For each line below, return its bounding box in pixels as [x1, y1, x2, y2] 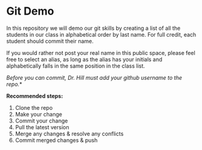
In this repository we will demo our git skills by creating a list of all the [6, 24, 181, 32]
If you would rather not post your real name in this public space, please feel [6, 49, 196, 56]
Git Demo [6, 4, 55, 18]
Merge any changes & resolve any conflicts [15, 130, 124, 137]
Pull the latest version [15, 123, 69, 130]
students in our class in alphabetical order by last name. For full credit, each [6, 30, 197, 38]
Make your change [15, 110, 63, 118]
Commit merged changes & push [15, 136, 98, 144]
